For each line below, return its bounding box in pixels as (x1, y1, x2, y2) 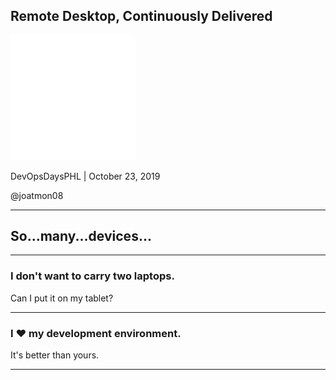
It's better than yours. (10, 349, 100, 361)
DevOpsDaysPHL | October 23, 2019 (10, 170, 161, 182)
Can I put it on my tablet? (10, 292, 114, 304)
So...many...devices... (10, 227, 152, 244)
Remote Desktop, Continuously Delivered (10, 8, 273, 25)
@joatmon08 (10, 189, 64, 201)
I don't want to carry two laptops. (10, 269, 175, 283)
